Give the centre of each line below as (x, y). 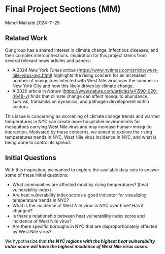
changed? (22, 211)
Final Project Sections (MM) (63, 9)
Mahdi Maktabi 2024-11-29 (33, 23)
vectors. (21, 106)
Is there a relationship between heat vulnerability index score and (79, 216)
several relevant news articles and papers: (48, 61)
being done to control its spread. (38, 142)
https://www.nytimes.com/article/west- (118, 70)
